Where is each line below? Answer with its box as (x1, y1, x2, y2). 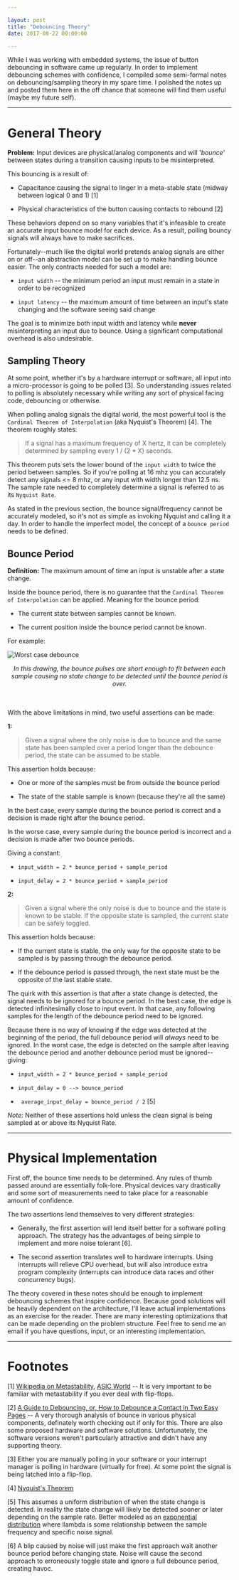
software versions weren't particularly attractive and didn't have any (7, 1434, 208, 1442)
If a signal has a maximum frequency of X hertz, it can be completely (24, 439, 227, 448)
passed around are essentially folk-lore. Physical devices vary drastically (7, 1181, 221, 1190)
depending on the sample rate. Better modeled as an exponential (7, 1512, 198, 1521)
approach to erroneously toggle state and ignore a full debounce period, (7, 1557, 219, 1565)
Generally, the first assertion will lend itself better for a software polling (17, 1224, 226, 1232)
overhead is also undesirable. (7, 334, 94, 343)
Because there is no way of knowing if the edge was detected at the (7, 1025, 208, 1034)
